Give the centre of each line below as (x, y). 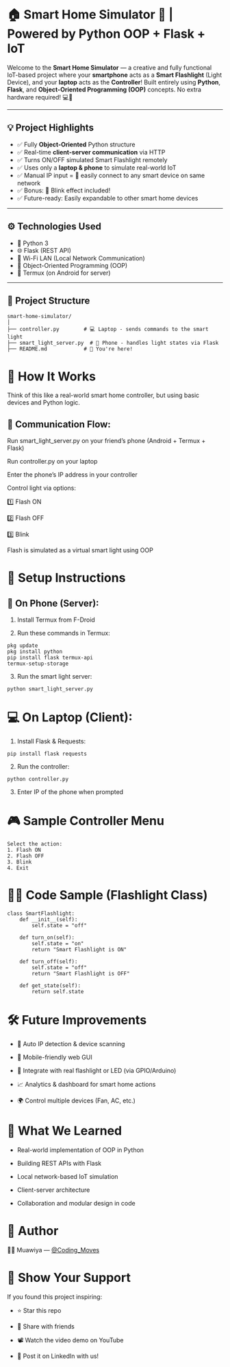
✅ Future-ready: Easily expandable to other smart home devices (107, 198)
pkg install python (35, 652)
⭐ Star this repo (39, 1310)
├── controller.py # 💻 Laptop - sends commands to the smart (108, 329)
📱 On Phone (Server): (53, 603)
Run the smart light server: (54, 677)
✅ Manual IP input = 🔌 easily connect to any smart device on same (111, 175)
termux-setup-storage (38, 664)
